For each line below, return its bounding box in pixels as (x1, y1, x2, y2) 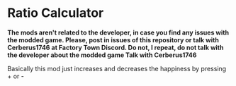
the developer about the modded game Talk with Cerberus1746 (7, 51, 197, 59)
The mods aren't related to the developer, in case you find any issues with (7, 28, 229, 37)
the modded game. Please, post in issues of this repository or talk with (7, 35, 220, 44)
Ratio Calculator (7, 5, 104, 21)
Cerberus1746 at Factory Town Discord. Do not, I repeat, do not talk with (7, 43, 224, 51)
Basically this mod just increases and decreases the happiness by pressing (7, 64, 227, 73)
